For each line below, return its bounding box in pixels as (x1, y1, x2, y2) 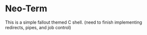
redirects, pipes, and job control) (5, 24, 71, 30)
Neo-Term (5, 3, 48, 14)
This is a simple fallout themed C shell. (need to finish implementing (5, 19, 143, 25)
